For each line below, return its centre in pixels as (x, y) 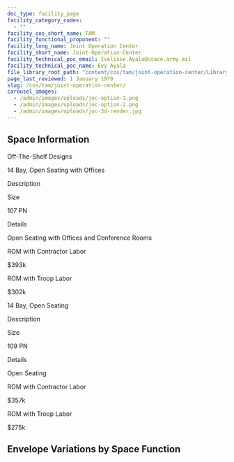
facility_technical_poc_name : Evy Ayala (67, 66)
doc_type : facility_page (43, 14)
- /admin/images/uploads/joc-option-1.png (76, 99)
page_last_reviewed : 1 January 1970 (60, 79)
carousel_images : (32, 92)
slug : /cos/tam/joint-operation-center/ (67, 85)
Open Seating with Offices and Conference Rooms (79, 238)
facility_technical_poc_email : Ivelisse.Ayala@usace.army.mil (99, 59)
